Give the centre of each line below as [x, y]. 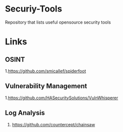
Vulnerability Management [46, 86]
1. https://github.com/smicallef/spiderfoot [46, 71]
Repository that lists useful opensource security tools [58, 22]
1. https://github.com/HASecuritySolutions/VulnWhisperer [61, 98]
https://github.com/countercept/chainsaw [54, 124]
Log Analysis [25, 113]
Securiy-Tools [34, 9]
